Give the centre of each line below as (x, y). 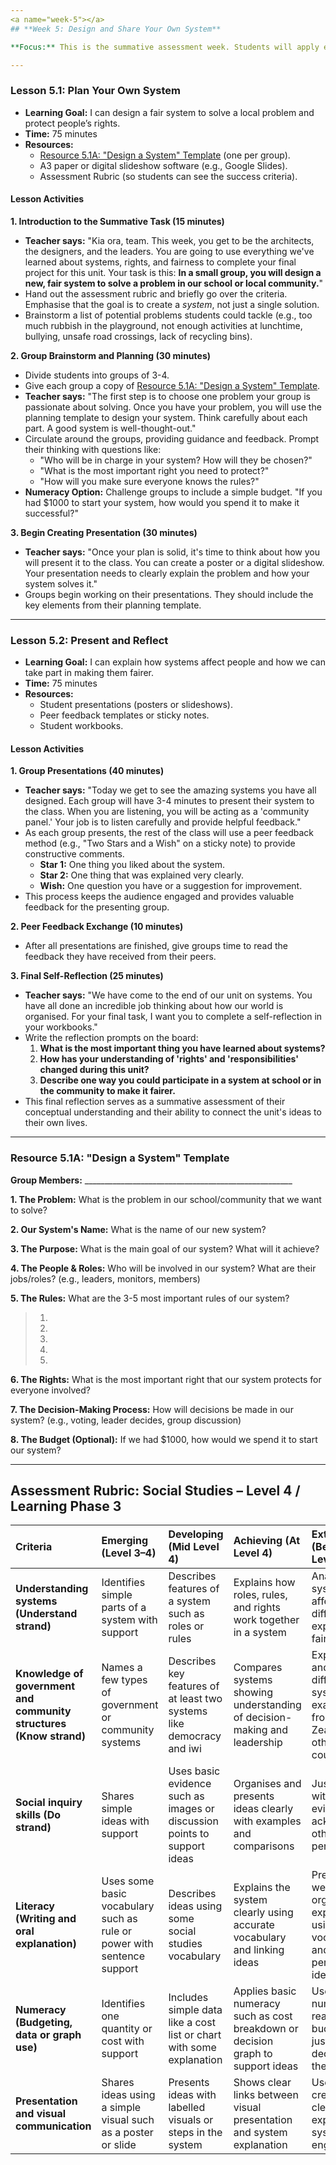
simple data (195, 2010)
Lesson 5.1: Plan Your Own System (95, 91)
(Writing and (46, 1919)
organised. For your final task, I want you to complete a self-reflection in (173, 1017)
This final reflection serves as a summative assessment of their (155, 1102)
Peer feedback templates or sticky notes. (124, 715)
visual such (128, 2120)
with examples (267, 1821)
